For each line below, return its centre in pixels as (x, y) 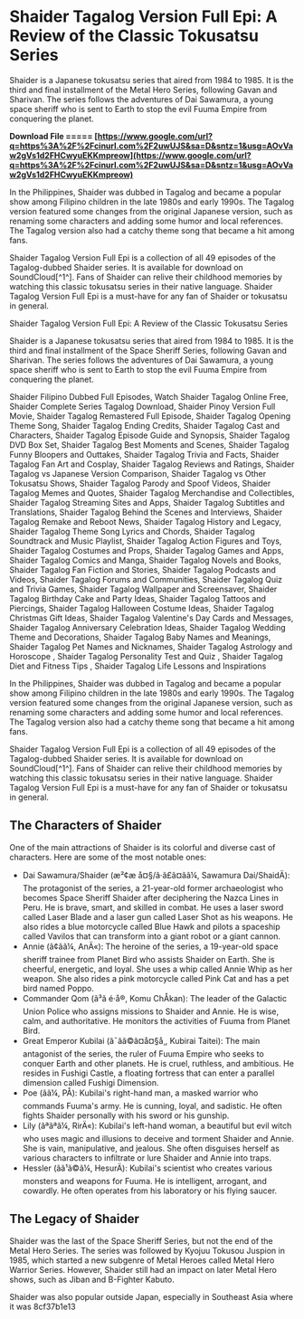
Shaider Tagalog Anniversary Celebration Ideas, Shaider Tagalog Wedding (148, 627)
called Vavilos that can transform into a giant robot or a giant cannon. (151, 936)
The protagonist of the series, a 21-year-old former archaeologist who (152, 887)
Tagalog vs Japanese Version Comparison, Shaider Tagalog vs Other (138, 473)
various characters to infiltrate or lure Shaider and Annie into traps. (147, 1158)
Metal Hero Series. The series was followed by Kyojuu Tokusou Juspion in (147, 1250)
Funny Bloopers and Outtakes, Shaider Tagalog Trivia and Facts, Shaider (144, 454)
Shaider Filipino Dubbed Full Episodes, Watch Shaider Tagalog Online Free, (149, 396)
